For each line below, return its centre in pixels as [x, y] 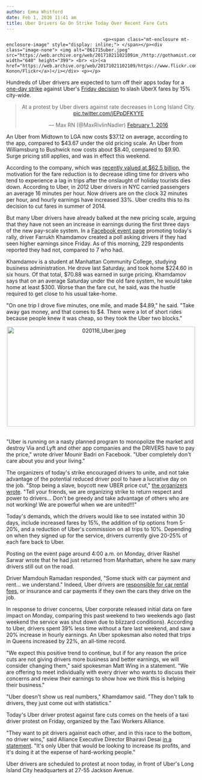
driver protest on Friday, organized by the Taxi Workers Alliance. [86, 721]
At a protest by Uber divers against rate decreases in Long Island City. [109, 107]
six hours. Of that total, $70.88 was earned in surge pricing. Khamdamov [96, 275]
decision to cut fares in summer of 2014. [56, 206]
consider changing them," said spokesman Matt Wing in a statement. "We [97, 666]
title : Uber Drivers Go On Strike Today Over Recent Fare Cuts [87, 23]
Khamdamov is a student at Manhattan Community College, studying [91, 262]
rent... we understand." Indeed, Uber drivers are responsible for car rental [97, 585]
